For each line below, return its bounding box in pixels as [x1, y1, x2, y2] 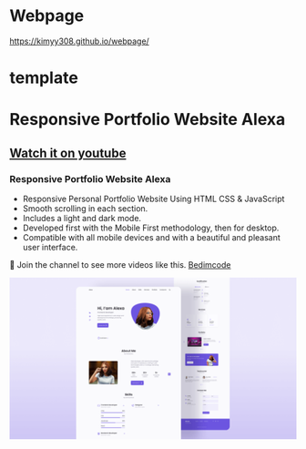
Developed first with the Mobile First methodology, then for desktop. [22, 222, 280, 233]
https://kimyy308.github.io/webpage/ [9, 36, 150, 46]
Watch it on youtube [9, 145, 127, 160]
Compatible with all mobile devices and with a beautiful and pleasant [22, 232, 280, 242]
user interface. [22, 242, 78, 252]
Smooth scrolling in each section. [22, 203, 148, 214]
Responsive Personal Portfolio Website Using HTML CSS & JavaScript [22, 193, 285, 204]
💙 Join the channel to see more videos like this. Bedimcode [9, 260, 231, 270]
